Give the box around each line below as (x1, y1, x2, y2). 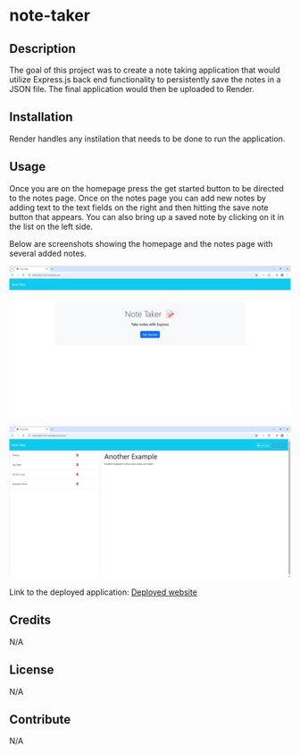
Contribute (9, 712, 71, 727)
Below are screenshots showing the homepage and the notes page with (9, 238, 274, 249)
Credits (9, 613, 52, 628)
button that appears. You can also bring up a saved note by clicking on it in (9, 211, 284, 222)
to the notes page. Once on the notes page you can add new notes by (9, 192, 266, 203)
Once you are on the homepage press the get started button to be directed (9, 182, 284, 193)
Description (9, 41, 76, 56)
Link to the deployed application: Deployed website (9, 587, 198, 597)
